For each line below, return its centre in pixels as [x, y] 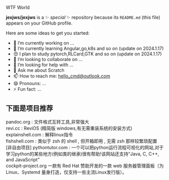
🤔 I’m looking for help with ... [43, 65]
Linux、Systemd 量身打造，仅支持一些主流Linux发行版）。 [66, 172]
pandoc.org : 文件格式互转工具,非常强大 [47, 122]
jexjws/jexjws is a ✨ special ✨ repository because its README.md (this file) [83, 17]
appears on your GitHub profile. [39, 23]
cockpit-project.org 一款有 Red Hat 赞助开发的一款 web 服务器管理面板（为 [85, 166]
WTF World [18, 7]
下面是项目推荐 [29, 108]
